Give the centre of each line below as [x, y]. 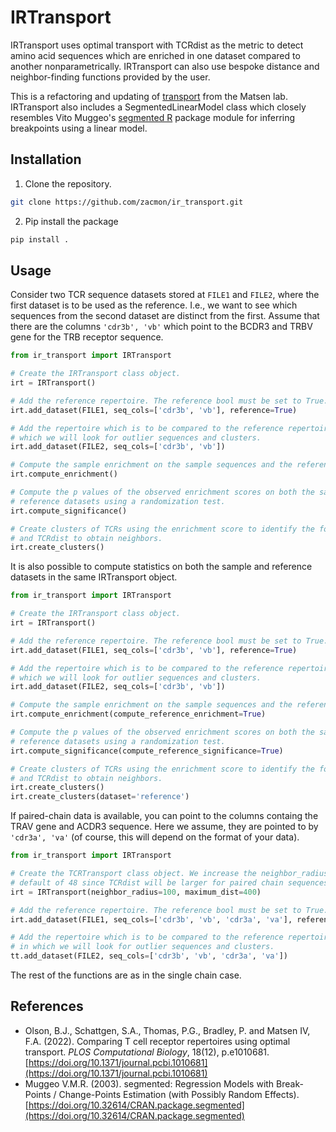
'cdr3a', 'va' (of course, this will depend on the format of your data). [155, 837]
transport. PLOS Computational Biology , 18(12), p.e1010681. [147, 1052]
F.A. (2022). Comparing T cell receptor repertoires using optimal [157, 1041]
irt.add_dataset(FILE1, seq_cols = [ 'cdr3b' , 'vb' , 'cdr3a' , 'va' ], [151, 919]
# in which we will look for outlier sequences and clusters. [142, 947]
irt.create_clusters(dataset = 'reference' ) [100, 797]
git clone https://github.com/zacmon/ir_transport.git [127, 202]
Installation [46, 159]
